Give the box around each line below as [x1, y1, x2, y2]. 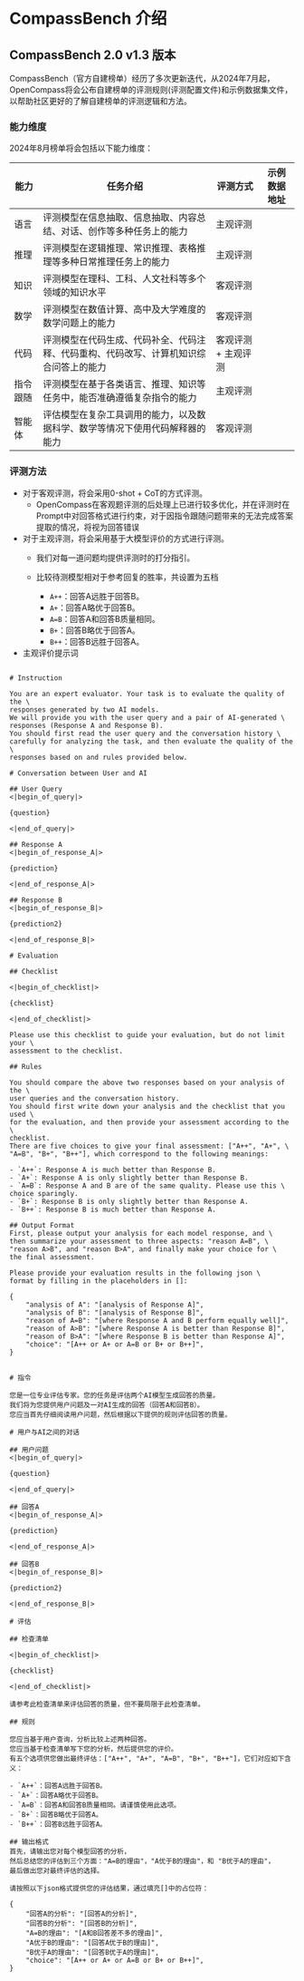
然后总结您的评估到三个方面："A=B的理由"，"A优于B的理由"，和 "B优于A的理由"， [9, 1856, 275, 1866]
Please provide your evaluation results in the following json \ [9, 1268, 261, 1277]
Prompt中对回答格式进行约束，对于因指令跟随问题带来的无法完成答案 [35, 510, 294, 521]
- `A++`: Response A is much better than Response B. [9, 1165, 217, 1174]
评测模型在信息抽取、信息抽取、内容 [42, 211, 197, 224]
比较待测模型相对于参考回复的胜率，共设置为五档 [35, 571, 219, 582]
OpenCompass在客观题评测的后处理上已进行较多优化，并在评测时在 [35, 499, 290, 510]
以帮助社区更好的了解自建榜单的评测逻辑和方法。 [9, 96, 192, 106]
